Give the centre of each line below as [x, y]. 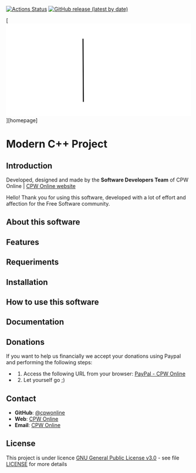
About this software [43, 222]
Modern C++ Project [57, 144]
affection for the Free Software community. [58, 204]
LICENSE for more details [37, 464]
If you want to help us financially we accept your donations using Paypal [94, 356]
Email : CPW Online [37, 425]
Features [23, 242]
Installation [27, 282]
